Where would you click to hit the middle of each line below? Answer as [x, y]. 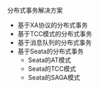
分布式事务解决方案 [35, 10]
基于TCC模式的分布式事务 [55, 34]
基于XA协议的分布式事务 [53, 25]
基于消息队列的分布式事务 [54, 43]
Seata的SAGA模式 [54, 78]
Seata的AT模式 [49, 60]
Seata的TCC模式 [52, 69]
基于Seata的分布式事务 [51, 51]
